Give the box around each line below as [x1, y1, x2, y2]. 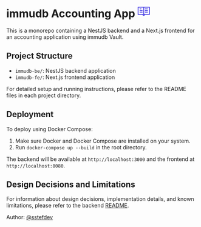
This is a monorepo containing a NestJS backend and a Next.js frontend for [6, 27, 196, 34]
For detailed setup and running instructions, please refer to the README [6, 85, 186, 92]
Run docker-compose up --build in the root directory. [15, 143, 147, 151]
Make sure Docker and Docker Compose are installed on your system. [15, 137, 191, 144]
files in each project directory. [6, 92, 81, 99]
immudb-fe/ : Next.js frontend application [15, 73, 115, 81]
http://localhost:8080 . [6, 161, 66, 169]
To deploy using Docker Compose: [6, 125, 93, 132]
